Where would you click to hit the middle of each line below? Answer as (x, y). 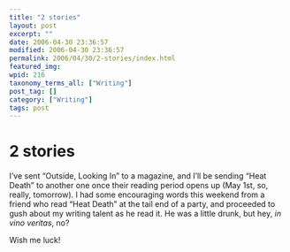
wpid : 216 (27, 75)
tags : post (29, 108)
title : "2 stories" (45, 17)
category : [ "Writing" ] (51, 99)
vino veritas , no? (39, 223)
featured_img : (35, 67)
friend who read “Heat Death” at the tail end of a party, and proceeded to (142, 204)
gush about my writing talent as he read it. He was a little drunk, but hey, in (145, 214)
